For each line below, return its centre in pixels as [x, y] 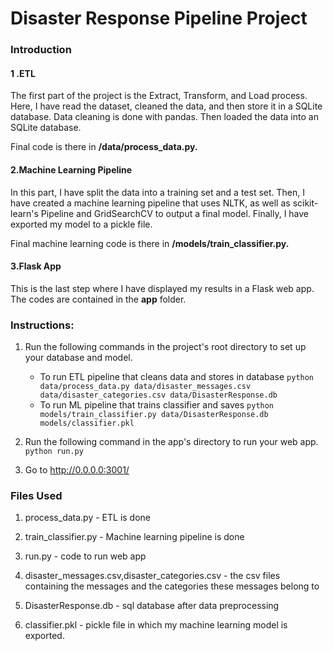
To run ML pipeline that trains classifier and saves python [157, 405]
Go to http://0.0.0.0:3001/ [77, 470]
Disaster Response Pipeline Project [159, 18]
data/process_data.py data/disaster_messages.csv [145, 387]
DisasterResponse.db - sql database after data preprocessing [152, 606]
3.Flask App [36, 266]
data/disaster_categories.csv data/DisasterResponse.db [158, 395]
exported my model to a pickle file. [81, 224]
